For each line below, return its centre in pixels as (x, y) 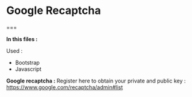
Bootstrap (27, 62)
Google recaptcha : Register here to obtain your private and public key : (96, 81)
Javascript (28, 69)
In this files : (22, 39)
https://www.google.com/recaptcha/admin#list (65, 87)
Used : (15, 51)
